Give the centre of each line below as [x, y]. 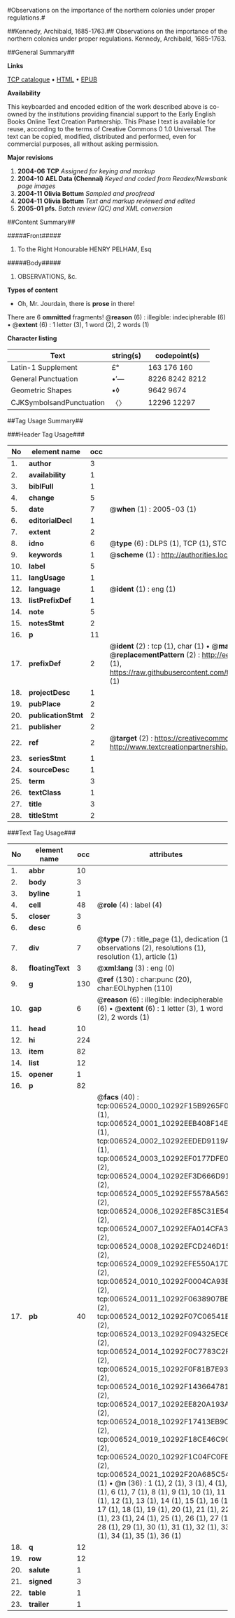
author [40, 464]
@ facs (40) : [118, 1097]
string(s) [127, 356]
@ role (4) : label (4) [129, 905]
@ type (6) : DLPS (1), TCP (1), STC [168, 543]
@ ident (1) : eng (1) [143, 589]
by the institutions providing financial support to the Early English [122, 114]
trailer [39, 1604]
